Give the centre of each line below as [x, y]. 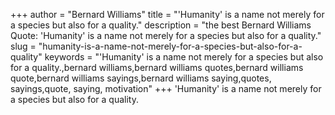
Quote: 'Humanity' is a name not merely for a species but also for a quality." [166, 35]
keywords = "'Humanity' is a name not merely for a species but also [184, 57]
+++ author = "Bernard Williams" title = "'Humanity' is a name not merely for [167, 14]
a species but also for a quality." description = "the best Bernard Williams [161, 25]
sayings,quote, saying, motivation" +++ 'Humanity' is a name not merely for [166, 88]
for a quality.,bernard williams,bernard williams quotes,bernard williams [157, 67]
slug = [23, 46]
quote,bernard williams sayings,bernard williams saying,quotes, [141, 78]
